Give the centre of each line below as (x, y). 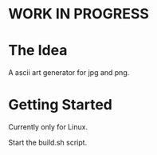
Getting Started (61, 105)
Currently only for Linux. (48, 127)
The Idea (38, 51)
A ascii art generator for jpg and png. (69, 73)
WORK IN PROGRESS (79, 14)
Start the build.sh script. (48, 143)
